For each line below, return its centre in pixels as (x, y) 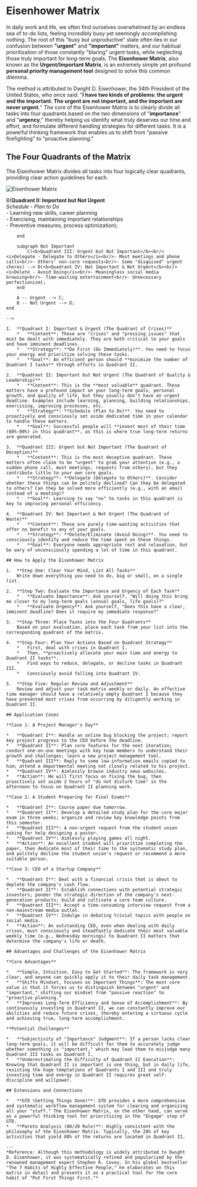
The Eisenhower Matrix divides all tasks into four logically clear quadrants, (96, 171)
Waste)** (17, 519)
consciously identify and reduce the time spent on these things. (89, 539)
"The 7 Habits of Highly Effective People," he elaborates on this (91, 1168)
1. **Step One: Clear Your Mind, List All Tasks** (71, 571)
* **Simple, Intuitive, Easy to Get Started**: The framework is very (97, 972)
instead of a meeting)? (35, 493)
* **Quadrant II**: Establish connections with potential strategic (94, 889)
